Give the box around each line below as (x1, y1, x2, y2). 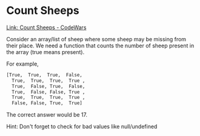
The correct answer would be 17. (6, 111, 88, 118)
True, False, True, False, (12, 83, 85, 89)
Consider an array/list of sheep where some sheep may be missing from (6, 35, 187, 42)
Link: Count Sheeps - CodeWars (6, 24, 87, 31)
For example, (6, 60, 39, 67)
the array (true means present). (6, 48, 85, 55)
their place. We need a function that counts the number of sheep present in (6, 42, 195, 49)
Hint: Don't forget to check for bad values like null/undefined (6, 123, 158, 131)
